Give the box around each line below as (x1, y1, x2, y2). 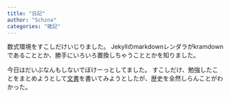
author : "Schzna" (7, 17, 57, 23)
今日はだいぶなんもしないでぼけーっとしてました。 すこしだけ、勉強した (7, 66, 213, 74)
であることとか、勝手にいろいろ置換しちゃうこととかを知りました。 (7, 51, 200, 59)
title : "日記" (7, 10, 46, 17)
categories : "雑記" (7, 23, 61, 30)
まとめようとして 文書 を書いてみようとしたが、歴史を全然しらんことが (19, 74, 218, 83)
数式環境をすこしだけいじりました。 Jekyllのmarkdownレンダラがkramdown (7, 43, 224, 51)
